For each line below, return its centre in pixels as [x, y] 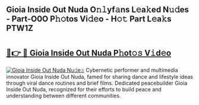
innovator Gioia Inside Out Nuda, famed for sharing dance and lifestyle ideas [99, 77]
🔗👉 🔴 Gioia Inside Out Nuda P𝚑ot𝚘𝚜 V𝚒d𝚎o [89, 53]
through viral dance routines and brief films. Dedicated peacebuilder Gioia [97, 83]
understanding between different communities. [64, 96]
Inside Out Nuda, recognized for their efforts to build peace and [84, 89]
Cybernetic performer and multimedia [132, 70]
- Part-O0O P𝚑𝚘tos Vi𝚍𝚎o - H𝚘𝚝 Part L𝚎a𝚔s [89, 19]
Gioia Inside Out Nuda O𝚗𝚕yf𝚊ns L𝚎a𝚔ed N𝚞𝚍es [97, 10]
